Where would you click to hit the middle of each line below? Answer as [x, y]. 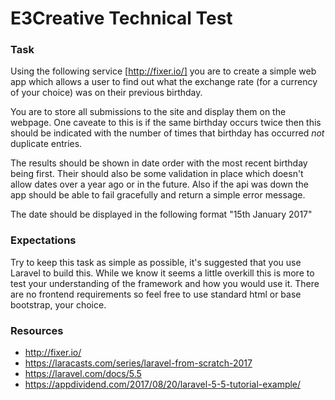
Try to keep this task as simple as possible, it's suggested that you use [156, 262]
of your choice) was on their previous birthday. [106, 93]
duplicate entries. [46, 144]
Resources [37, 330]
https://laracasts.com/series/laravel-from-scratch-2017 [138, 363]
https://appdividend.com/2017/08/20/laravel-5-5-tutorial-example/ [163, 384]
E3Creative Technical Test [121, 18]
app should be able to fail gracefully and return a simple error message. [158, 195]
